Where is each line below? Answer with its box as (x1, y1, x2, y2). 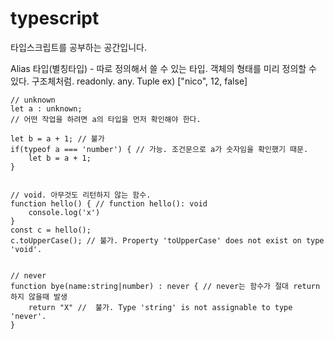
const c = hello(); (10, 225, 92, 235)
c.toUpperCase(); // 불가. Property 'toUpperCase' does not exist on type (10, 235, 325, 246)
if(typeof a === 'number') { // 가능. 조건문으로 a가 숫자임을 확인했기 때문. (10, 144, 309, 154)
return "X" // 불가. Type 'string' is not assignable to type (28, 302, 293, 312)
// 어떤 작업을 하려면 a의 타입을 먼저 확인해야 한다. (10, 114, 202, 124)
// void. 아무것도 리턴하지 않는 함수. (10, 190, 152, 200)
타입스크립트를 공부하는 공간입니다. (10, 41, 147, 53)
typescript (10, 7, 100, 30)
